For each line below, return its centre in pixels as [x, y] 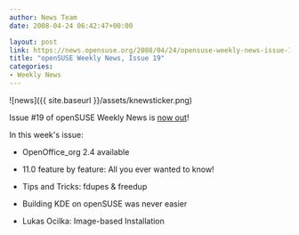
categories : [31, 67]
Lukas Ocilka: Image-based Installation [93, 221]
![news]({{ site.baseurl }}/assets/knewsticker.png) [101, 100]
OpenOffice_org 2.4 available [76, 151]
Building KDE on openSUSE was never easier [105, 203]
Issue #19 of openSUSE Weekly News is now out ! [99, 117]
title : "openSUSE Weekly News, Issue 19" [87, 59]
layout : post [33, 42]
